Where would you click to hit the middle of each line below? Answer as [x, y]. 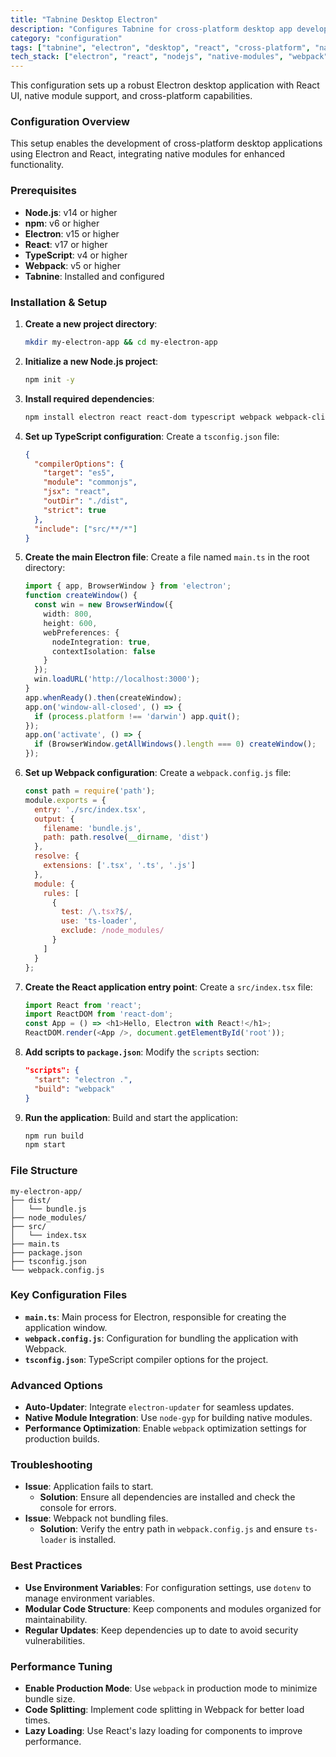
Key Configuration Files [69, 1295]
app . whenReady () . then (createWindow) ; [103, 697]
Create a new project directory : [91, 324]
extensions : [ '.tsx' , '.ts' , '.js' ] [119, 866]
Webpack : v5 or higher [72, 265]
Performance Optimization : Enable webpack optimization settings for [165, 1428]
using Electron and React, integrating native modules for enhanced [148, 154]
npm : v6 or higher [62, 223]
